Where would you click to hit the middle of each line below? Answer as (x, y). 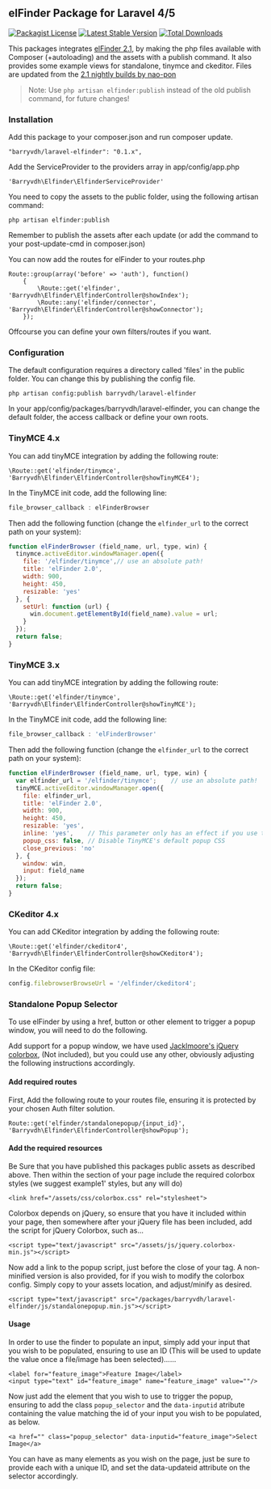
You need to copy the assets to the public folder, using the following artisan (133, 197)
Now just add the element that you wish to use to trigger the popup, (121, 1396)
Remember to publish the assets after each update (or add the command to (133, 235)
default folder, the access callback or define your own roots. (108, 417)
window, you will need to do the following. (78, 1030)
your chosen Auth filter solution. (62, 1108)
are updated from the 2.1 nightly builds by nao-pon (92, 74)
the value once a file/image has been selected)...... (92, 1359)
